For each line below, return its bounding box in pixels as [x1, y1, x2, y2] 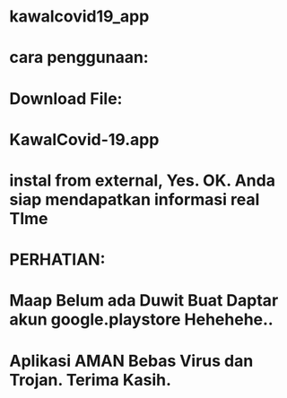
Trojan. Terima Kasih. [9, 369, 172, 390]
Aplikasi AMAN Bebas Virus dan [9, 350, 254, 371]
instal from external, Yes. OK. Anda [9, 170, 276, 190]
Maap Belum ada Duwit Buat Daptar [9, 290, 279, 311]
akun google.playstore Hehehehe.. [9, 309, 274, 330]
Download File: [9, 88, 123, 108]
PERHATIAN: [9, 249, 106, 270]
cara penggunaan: [9, 48, 150, 68]
